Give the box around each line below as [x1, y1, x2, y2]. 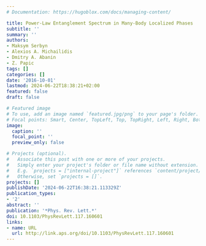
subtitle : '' [6, 26, 40, 32]
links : [6, 219, 23, 225]
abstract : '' [6, 202, 40, 208]
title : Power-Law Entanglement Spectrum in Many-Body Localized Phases [6, 20, 193, 26]
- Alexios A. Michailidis [6, 48, 72, 55]
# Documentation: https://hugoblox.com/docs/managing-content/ [6, 9, 172, 15]
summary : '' [6, 31, 37, 37]
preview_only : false [12, 139, 64, 146]
